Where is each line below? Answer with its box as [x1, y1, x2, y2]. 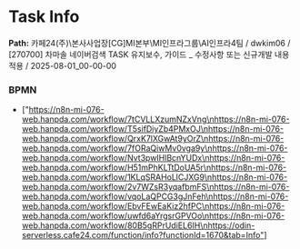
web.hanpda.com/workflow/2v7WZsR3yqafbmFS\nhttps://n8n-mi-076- [21, 182, 290, 193]
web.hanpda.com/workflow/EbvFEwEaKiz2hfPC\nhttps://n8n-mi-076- [21, 201, 285, 212]
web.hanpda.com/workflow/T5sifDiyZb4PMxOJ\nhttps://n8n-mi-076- [21, 124, 284, 134]
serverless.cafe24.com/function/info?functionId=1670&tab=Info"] [21, 230, 267, 241]
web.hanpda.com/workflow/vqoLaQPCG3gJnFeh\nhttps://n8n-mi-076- [21, 191, 289, 202]
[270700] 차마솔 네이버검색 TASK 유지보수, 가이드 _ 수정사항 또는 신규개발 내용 [8, 48, 290, 60]
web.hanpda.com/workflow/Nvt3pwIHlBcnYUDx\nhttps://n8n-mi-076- [21, 153, 285, 164]
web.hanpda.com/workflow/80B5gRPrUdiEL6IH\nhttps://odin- [21, 220, 255, 231]
